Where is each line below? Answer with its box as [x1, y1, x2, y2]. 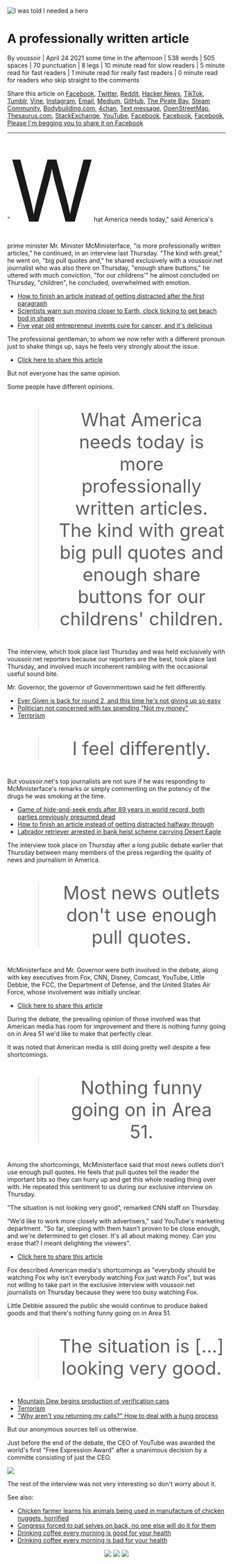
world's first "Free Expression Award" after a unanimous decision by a [7, 1445, 207, 1454]
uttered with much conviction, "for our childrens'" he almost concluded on [7, 271, 220, 279]
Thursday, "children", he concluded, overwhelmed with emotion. [7, 278, 191, 287]
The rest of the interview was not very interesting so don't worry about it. [7, 1479, 216, 1488]
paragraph [17, 299, 48, 307]
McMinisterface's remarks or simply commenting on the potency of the [7, 784, 211, 792]
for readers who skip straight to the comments [7, 76, 140, 84]
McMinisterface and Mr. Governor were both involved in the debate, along [7, 965, 218, 974]
